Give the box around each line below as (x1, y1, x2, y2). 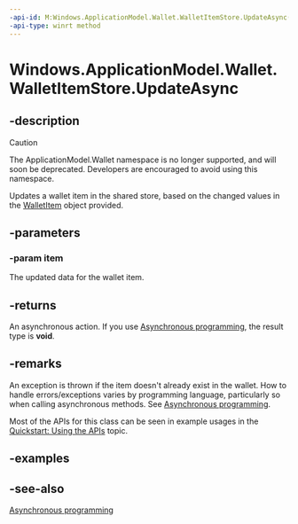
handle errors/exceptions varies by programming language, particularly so (9, 389, 281, 400)
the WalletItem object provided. (9, 199, 124, 210)
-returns (9, 298, 57, 313)
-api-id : (9, 12, 42, 22)
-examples (9, 451, 70, 466)
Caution (9, 137, 38, 147)
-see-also (9, 481, 65, 497)
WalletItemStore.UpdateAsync (9, 78, 239, 98)
